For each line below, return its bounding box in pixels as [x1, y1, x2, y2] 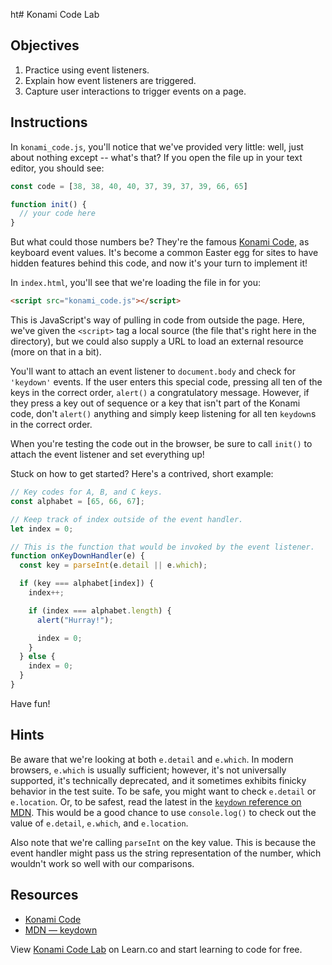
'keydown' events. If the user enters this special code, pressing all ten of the [10, 376, 323, 388]
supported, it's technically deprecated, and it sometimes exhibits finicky [10, 774, 307, 786]
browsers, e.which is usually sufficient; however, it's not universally [10, 764, 287, 776]
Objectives [10, 37, 80, 54]
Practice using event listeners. [24, 64, 150, 76]
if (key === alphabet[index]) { [19, 579, 155, 589]
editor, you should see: [10, 162, 105, 174]
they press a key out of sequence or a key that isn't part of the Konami [10, 397, 301, 409]
